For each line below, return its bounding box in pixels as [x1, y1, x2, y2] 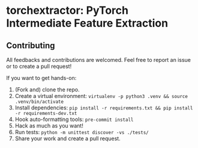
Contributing [6, 40, 55, 51]
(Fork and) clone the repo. [14, 86, 80, 93]
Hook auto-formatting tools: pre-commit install [14, 116, 134, 123]
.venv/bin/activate [14, 99, 64, 105]
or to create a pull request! [6, 63, 72, 70]
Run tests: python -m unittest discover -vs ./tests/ [14, 129, 149, 135]
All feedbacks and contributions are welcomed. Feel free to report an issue [6, 57, 191, 63]
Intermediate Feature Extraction [6, 16, 169, 30]
